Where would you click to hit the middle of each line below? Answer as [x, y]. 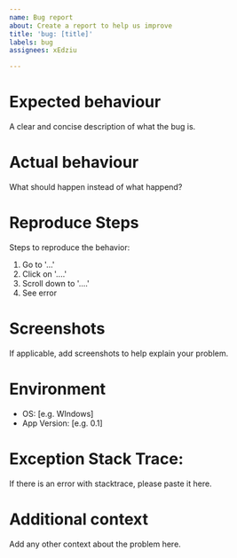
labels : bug [31, 42]
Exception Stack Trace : [96, 459]
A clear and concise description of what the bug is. [103, 127]
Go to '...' [38, 264]
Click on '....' [44, 274]
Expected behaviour [85, 102]
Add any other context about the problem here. [95, 544]
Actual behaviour [74, 163]
